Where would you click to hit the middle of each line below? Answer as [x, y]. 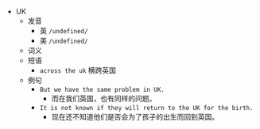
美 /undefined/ [64, 40]
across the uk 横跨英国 [78, 70]
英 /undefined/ [64, 30]
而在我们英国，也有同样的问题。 [104, 99]
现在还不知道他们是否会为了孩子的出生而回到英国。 [135, 117]
